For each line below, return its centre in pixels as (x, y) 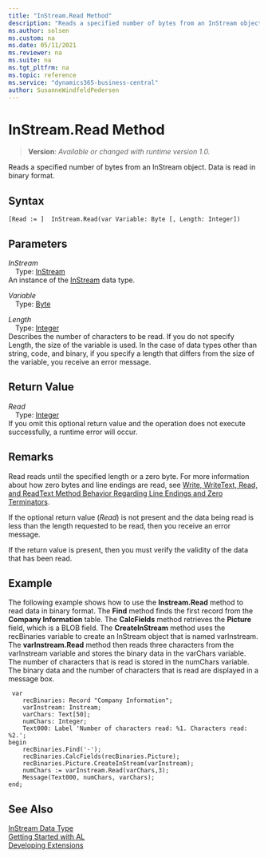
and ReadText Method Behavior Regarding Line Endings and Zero (116, 493)
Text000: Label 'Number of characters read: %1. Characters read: (135, 728)
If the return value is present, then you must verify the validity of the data (128, 549)
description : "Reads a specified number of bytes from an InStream (123, 23)
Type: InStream (40, 271)
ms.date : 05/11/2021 (43, 46)
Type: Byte (33, 304)
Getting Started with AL (47, 837)
